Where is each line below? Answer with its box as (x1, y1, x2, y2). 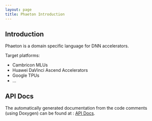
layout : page (5, 7, 32, 12)
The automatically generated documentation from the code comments (5, 105, 148, 111)
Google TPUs (12, 72, 39, 79)
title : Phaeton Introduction (5, 12, 65, 17)
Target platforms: (5, 53, 40, 59)
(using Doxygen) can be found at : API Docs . (5, 110, 95, 116)
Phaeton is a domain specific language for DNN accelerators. (5, 43, 129, 49)
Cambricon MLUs (12, 62, 48, 68)
